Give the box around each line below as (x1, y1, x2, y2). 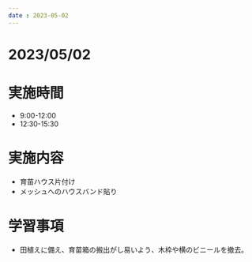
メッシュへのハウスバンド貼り (19, 186, 118, 196)
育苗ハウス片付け (19, 177, 76, 186)
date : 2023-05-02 (8, 11, 69, 20)
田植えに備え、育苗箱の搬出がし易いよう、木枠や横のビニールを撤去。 (19, 245, 249, 254)
